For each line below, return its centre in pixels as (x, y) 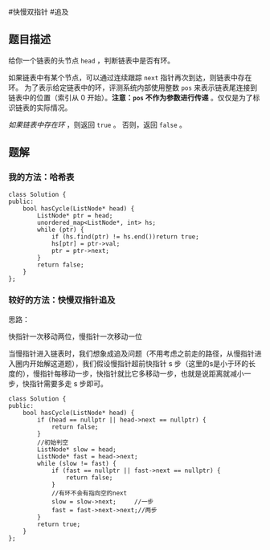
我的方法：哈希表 (41, 177)
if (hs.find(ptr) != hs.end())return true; (125, 236)
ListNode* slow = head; (77, 449)
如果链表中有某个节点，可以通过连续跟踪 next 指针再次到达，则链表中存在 (130, 77)
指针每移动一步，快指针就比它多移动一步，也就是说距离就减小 (142, 373)
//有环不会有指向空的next (89, 493)
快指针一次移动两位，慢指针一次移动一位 (75, 336)
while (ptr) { (61, 230)
